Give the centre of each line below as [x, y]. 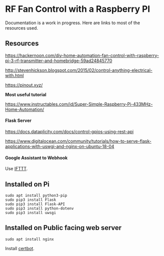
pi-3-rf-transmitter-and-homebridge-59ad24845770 [59, 61]
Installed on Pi [27, 184]
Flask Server [19, 121]
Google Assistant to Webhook [36, 158]
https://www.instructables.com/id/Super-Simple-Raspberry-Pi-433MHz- [79, 104]
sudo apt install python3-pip [36, 195]
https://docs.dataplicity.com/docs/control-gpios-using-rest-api [69, 131]
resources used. [22, 28]
